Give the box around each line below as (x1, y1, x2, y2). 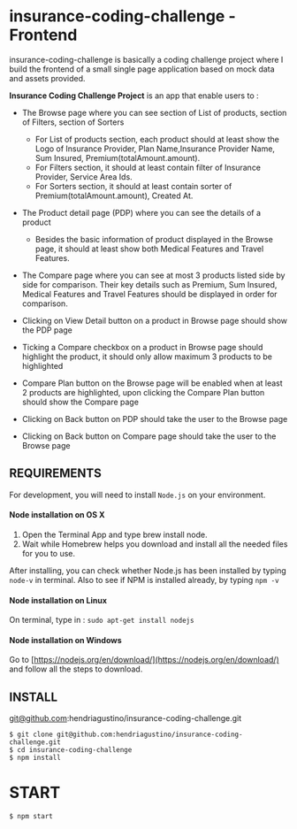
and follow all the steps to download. (9, 664, 143, 674)
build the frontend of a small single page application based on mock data (9, 64, 276, 74)
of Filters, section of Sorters (21, 117, 125, 127)
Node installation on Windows (9, 634, 122, 645)
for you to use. (21, 548, 76, 558)
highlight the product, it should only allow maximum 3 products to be (21, 351, 272, 362)
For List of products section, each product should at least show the (34, 134, 280, 144)
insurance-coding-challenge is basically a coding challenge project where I (9, 54, 284, 65)
